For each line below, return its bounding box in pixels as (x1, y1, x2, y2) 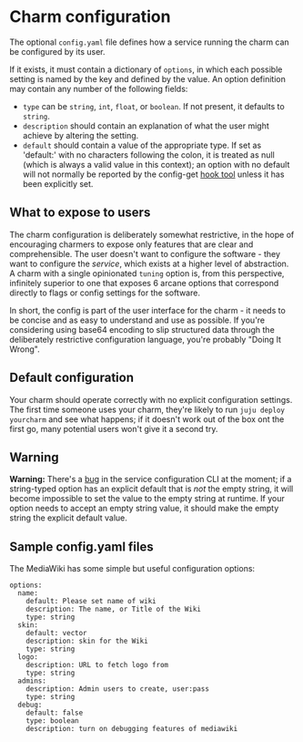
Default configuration (9, 370, 135, 386)
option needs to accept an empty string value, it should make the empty (9, 503, 279, 514)
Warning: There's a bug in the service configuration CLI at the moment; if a (9, 474, 292, 485)
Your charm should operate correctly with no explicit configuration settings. (9, 394, 293, 405)
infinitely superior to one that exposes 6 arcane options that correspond (9, 277, 279, 288)
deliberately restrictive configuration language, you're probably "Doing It (9, 334, 282, 345)
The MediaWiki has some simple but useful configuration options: (9, 563, 256, 574)
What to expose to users (9, 205, 151, 221)
